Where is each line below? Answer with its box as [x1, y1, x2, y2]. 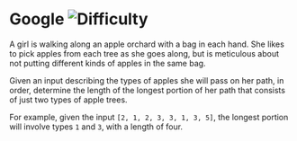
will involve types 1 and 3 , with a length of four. [9, 121, 183, 132]
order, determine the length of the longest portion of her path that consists [9, 84, 286, 95]
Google [9, 9, 65, 30]
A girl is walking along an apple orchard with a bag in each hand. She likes [9, 39, 285, 49]
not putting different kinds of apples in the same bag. [9, 57, 206, 68]
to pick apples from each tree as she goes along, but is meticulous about [9, 48, 280, 58]
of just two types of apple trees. [9, 94, 128, 105]
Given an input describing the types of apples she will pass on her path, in [9, 75, 284, 85]
